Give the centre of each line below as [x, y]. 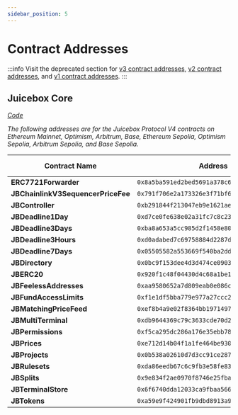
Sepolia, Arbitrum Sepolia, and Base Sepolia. [73, 144]
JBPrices [27, 343]
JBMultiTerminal [39, 321]
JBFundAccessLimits [47, 297]
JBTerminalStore [40, 390]
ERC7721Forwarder [45, 183]
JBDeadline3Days [42, 229]
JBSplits [25, 378]
